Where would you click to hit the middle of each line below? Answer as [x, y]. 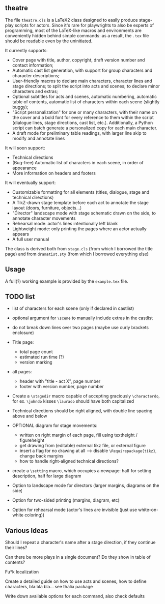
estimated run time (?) [42, 357]
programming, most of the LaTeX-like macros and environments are [73, 30]
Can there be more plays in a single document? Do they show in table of [78, 557]
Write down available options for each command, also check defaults [75, 596]
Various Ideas [27, 530]
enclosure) [23, 333]
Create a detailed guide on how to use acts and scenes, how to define [76, 581]
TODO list [20, 297]
